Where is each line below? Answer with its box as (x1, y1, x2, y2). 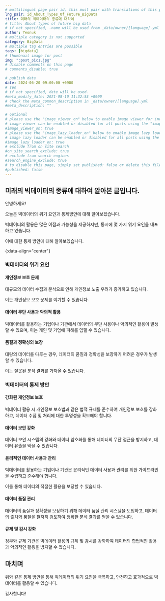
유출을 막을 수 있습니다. (14, 443, 59, 449)
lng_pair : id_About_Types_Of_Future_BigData (5, 12, 98, 17)
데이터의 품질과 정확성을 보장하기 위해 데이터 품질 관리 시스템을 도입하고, (5, 507, 144, 513)
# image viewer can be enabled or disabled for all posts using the (5, 121, 148, 126)
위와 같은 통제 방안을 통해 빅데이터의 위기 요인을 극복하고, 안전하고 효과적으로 (5, 574, 153, 580)
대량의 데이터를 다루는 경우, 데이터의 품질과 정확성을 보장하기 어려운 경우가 (5, 351, 148, 357)
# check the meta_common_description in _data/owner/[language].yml (5, 99, 148, 104)
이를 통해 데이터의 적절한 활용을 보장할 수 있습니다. (5, 484, 102, 490)
